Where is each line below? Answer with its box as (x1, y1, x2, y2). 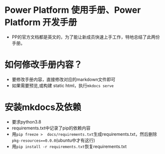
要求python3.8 (11, 119, 41, 124)
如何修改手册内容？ (4, 60, 83, 70)
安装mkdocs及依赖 (4, 102, 82, 113)
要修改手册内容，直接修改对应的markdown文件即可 (11, 76, 116, 82)
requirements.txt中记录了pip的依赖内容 (11, 125, 91, 131)
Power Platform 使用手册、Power (4, 4, 141, 16)
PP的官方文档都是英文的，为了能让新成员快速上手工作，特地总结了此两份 (11, 34, 160, 40)
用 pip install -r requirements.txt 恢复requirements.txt (11, 143, 127, 149)
